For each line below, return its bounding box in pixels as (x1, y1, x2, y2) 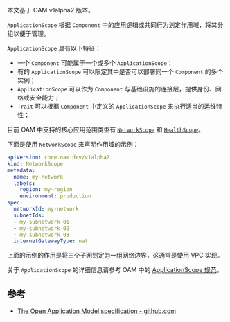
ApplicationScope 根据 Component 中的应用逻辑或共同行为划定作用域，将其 (7, 21, 218, 29)
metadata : (7, 167, 36, 174)
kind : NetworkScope (7, 160, 64, 168)
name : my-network (13, 173, 64, 180)
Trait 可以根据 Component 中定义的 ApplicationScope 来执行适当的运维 (17, 102, 217, 110)
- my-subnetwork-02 (13, 224, 70, 232)
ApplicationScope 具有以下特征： (7, 44, 102, 52)
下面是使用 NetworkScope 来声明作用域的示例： (7, 141, 139, 148)
